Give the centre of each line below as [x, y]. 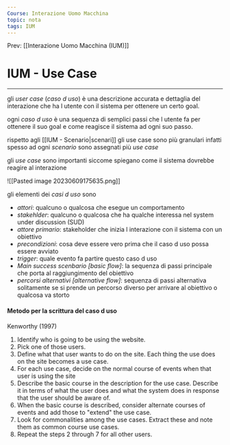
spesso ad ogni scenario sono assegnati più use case [83, 147]
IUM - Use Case [52, 73]
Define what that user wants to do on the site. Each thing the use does [116, 354]
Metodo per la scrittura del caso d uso [62, 311]
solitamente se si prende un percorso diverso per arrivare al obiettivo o [117, 288]
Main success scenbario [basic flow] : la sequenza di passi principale [114, 266]
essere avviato [38, 252]
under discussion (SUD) [51, 222]
